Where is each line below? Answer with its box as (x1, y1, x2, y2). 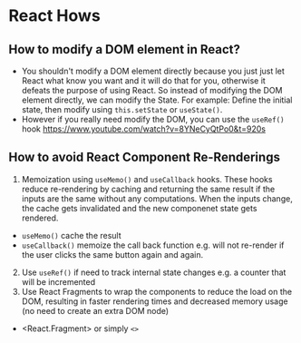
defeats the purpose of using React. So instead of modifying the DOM (21, 85, 283, 95)
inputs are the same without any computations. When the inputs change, (21, 192, 294, 204)
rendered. (21, 212, 59, 223)
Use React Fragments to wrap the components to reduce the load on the (21, 286, 292, 297)
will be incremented (21, 276, 96, 287)
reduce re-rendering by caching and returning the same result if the (21, 183, 276, 194)
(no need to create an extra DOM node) (21, 305, 170, 316)
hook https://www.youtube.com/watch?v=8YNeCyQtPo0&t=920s (21, 123, 267, 134)
